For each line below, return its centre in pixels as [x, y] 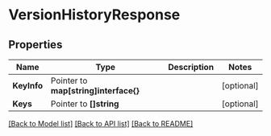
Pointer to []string [85, 104]
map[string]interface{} [95, 91]
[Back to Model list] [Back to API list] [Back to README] [101, 124]
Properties [35, 45]
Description [191, 67]
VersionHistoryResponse [94, 15]
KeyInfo [28, 86]
